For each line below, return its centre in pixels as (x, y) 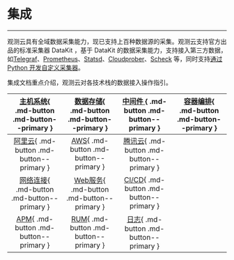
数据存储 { (90, 101)
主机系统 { (35, 101)
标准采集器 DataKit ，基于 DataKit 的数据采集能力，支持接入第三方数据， (123, 50)
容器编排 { (199, 101)
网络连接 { (35, 180)
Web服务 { (90, 180)
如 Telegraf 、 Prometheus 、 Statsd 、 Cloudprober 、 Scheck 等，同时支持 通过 (115, 59)
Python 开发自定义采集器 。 (46, 68)
